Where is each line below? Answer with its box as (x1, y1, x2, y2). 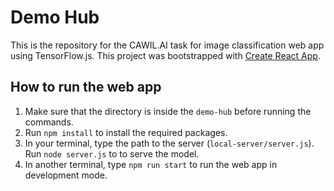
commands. (24, 116, 74, 128)
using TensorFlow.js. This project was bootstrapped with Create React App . (10, 49, 321, 61)
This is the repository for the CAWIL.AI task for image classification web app (10, 39, 325, 51)
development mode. (24, 169, 108, 181)
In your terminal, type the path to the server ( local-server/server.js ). (24, 137, 315, 149)
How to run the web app (10, 79, 162, 96)
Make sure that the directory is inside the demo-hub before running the (24, 105, 312, 117)
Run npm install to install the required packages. (24, 126, 228, 138)
